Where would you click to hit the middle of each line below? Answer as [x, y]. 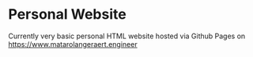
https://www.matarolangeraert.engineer [73, 44]
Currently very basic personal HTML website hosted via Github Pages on [127, 36]
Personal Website [67, 14]
